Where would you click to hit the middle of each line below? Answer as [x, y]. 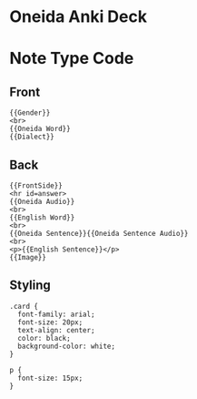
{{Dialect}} [32, 137]
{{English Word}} [42, 218]
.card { [24, 306]
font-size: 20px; [50, 322]
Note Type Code [72, 59]
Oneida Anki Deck [79, 17]
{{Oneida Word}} [40, 129]
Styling [30, 286]
